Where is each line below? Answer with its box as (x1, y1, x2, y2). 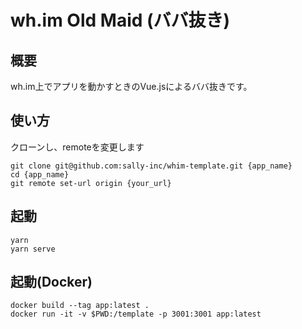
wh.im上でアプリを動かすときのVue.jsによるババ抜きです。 (10, 81, 253, 92)
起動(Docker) (10, 274, 93, 291)
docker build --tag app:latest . (10, 301, 150, 311)
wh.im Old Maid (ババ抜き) (10, 9, 231, 32)
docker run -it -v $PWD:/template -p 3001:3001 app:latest (10, 309, 262, 320)
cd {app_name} (10, 169, 70, 180)
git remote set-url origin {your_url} (10, 178, 172, 188)
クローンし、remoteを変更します (10, 141, 145, 153)
